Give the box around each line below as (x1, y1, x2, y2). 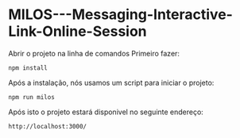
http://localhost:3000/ (8, 122, 87, 130)
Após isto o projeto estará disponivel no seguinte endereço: (8, 107, 204, 117)
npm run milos (8, 93, 56, 101)
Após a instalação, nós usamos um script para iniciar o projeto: (8, 78, 215, 87)
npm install (8, 63, 48, 72)
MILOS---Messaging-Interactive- (8, 6, 233, 24)
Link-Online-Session (8, 22, 147, 40)
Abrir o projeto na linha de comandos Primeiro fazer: (8, 48, 180, 58)
